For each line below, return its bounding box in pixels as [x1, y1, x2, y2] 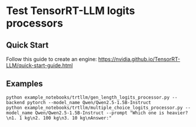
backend [6, 99, 25, 105]
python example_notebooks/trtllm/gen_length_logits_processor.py [6, 94, 170, 101]
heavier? [167, 110, 188, 116]
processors [6, 16, 64, 30]
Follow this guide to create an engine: [6, 56, 97, 62]
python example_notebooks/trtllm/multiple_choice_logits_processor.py [6, 105, 183, 111]
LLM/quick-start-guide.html [6, 62, 73, 69]
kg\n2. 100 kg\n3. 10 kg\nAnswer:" [24, 115, 112, 121]
